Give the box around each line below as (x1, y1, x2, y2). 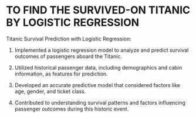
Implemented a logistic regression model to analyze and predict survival (14, 46, 189, 53)
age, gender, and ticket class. (14, 88, 86, 95)
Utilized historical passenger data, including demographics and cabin (14, 64, 183, 71)
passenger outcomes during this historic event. (14, 105, 129, 112)
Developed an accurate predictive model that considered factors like (14, 81, 181, 88)
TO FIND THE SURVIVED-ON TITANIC (6, 4, 191, 17)
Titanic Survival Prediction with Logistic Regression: (6, 35, 132, 42)
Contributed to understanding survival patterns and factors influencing (14, 99, 186, 106)
